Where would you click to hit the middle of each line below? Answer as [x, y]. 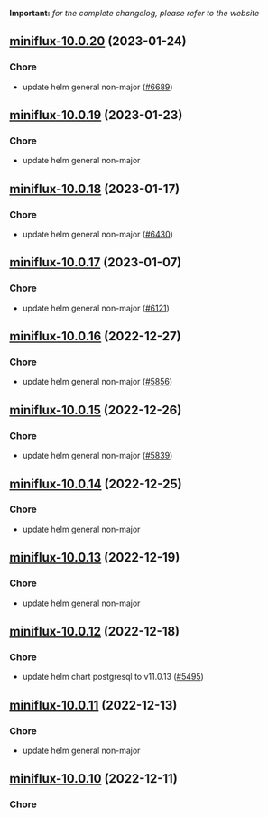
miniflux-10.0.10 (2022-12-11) [93, 779]
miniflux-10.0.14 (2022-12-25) [96, 483]
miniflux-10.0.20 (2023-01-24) [98, 41]
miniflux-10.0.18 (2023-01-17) [95, 189]
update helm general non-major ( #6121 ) [96, 308]
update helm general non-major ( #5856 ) [97, 382]
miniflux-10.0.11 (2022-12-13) [93, 705]
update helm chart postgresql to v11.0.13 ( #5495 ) [113, 677]
